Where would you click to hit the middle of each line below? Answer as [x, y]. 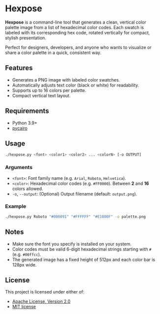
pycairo [20, 128]
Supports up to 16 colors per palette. [49, 90]
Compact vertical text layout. [41, 95]
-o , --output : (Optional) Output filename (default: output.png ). [75, 194]
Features [19, 68]
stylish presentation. [26, 38]
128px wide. [24, 265]
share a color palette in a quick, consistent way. [53, 53]
